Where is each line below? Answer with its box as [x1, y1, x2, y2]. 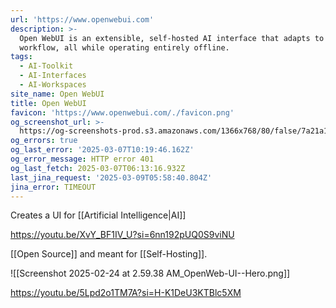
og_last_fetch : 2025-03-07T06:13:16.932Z [10, 163, 186, 173]
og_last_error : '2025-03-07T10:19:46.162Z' [10, 145, 195, 155]
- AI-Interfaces [19, 71, 87, 81]
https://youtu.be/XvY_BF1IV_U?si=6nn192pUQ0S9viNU [10, 229, 235, 241]
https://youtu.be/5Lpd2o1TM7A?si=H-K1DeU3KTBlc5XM [10, 287, 242, 299]
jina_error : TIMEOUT [10, 182, 97, 192]
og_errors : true [10, 136, 78, 146]
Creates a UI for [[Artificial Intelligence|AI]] [10, 209, 187, 221]
